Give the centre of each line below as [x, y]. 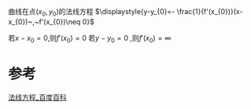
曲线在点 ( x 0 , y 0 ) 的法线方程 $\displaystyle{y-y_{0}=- [92, 13]
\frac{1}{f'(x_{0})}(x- [210, 11]
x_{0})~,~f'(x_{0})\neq [44, 21]
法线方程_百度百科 [37, 97]
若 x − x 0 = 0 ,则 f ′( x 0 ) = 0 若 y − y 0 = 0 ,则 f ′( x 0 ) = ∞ [90, 39]
